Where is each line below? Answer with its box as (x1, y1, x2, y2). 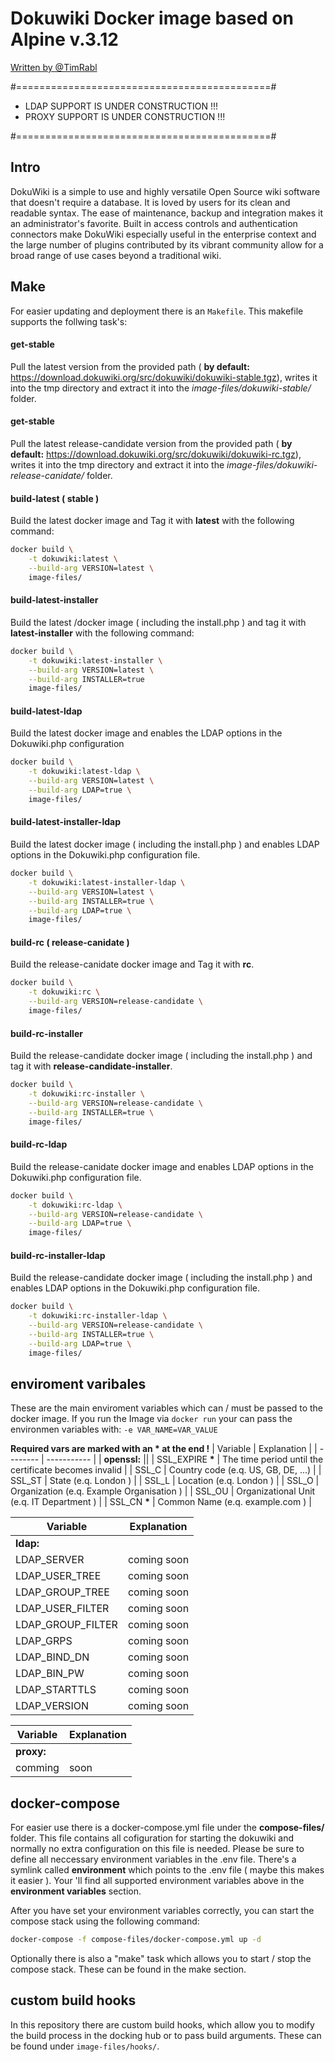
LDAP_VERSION (15, 1699, 90, 1713)
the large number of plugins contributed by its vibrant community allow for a (10, 238, 324, 251)
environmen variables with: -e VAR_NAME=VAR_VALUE (10, 1423, 218, 1436)
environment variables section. (10, 1885, 142, 1897)
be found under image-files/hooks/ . (10, 2040, 160, 2052)
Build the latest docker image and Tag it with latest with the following (10, 515, 295, 527)
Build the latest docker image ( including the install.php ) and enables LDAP (10, 838, 320, 851)
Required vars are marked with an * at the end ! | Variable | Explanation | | (10, 1443, 318, 1455)
